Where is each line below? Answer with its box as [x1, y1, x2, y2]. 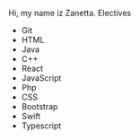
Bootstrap [21, 101, 58, 111]
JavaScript [21, 73, 62, 83]
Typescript [21, 120, 62, 131]
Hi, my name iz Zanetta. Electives [8, 8, 132, 18]
